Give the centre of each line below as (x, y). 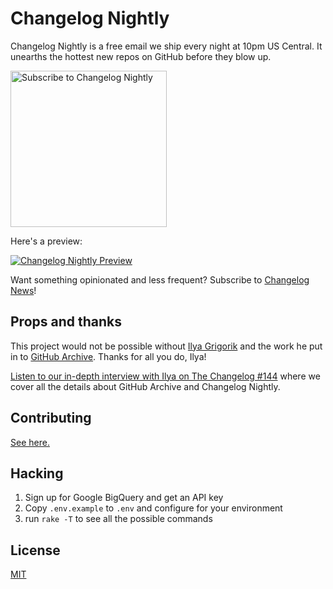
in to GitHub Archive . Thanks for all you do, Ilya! (108, 356)
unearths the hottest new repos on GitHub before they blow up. (141, 56)
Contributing (51, 418)
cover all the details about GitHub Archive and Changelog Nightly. (145, 386)
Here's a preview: (46, 241)
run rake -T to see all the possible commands (118, 519)
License (35, 550)
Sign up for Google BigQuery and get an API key (124, 498)
